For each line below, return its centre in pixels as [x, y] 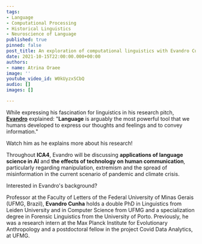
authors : [17, 62]
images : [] [20, 90]
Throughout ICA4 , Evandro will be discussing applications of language [95, 154]
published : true [26, 40]
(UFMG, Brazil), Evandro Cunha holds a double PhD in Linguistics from [94, 203]
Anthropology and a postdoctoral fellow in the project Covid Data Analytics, [99, 229]
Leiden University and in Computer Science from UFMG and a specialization [101, 210]
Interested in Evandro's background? [52, 185]
